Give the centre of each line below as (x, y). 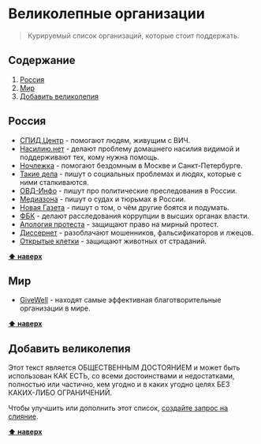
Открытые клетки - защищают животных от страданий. (113, 241)
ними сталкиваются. (54, 182)
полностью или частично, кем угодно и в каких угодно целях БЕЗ (119, 385)
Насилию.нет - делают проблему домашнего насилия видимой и (130, 149)
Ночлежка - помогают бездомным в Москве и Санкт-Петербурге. (131, 165)
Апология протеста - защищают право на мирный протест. (119, 224)
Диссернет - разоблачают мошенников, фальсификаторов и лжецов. (136, 232)
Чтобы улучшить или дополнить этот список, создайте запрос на (118, 408)
